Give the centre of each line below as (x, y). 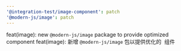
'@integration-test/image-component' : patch (63, 12)
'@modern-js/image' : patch (40, 17)
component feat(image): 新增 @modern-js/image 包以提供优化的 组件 (91, 41)
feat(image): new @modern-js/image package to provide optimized (87, 34)
